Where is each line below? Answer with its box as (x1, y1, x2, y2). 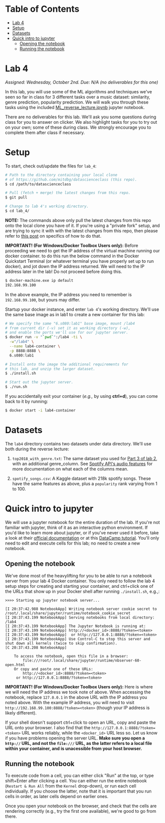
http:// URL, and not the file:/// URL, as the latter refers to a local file (5, 740, 152, 746)
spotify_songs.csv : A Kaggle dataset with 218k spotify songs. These (12, 475, 151, 481)
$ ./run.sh (5, 384, 27, 389)
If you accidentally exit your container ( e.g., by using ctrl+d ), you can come (5, 393, 158, 399)
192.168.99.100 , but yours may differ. (5, 297, 81, 302)
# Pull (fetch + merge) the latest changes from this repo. (5, 191, 131, 195)
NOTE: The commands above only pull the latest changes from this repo (5, 217, 151, 223)
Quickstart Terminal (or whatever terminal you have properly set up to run (5, 258, 154, 264)
